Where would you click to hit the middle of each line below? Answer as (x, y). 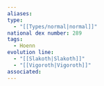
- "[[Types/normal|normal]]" (55, 26)
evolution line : (31, 53)
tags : (15, 40)
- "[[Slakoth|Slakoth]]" (49, 59)
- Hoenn (25, 46)
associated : (24, 71)
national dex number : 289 (44, 33)
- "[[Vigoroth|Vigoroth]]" (52, 65)
